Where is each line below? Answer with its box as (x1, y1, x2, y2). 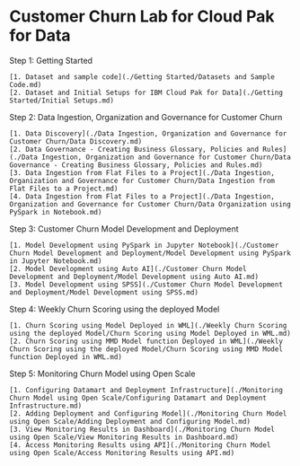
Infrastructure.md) (9, 401, 83, 410)
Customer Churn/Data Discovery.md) (9, 136, 143, 145)
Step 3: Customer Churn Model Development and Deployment (9, 223, 240, 234)
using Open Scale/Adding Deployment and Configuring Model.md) (9, 417, 251, 426)
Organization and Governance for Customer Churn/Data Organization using (9, 199, 292, 208)
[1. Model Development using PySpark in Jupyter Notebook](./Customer (9, 241, 279, 250)
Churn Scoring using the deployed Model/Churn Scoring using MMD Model (9, 344, 283, 354)
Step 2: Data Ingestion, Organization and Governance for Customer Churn (9, 111, 283, 122)
